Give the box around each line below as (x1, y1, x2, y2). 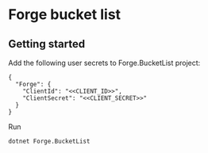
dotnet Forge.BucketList (8, 137, 91, 145)
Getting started (8, 37, 86, 51)
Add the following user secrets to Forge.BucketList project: (8, 58, 201, 67)
